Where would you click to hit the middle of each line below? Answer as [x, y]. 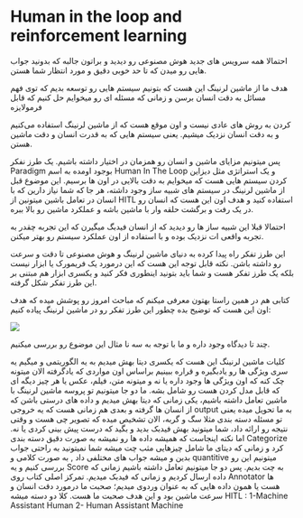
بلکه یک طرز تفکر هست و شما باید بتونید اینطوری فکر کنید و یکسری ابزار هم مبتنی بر [152, 273]
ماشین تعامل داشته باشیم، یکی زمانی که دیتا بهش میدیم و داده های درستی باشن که [149, 400]
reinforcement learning [99, 36]
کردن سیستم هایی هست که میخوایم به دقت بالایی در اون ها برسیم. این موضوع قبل [149, 180]
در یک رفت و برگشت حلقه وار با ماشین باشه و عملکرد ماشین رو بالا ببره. [132, 208]
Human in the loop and [96, 17]
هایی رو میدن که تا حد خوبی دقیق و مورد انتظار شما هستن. [108, 70]
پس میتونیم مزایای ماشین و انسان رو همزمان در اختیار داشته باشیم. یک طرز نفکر [146, 161]
